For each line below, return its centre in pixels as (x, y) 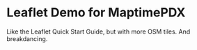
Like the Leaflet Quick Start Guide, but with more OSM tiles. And (98, 32)
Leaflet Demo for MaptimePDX (96, 13)
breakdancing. (27, 38)
